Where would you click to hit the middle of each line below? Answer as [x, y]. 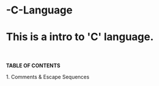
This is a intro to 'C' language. [80, 37]
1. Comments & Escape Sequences [48, 77]
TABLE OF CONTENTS [33, 66]
